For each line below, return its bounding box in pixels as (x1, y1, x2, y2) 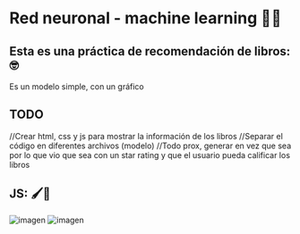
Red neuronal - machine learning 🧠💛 (9, 8, 282, 29)
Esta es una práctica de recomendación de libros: (9, 44, 291, 59)
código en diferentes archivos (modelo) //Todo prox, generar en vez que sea (9, 140, 292, 151)
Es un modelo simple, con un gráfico (9, 81, 145, 92)
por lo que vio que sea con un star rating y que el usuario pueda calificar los (9, 149, 291, 160)
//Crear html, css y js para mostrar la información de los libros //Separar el (9, 130, 284, 141)
